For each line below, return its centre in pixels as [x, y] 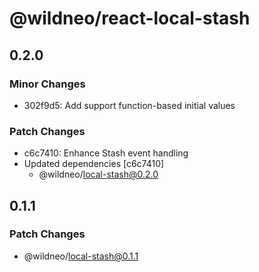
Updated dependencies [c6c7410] [94, 164]
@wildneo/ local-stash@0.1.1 [81, 256]
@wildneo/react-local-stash [130, 18]
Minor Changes [47, 84]
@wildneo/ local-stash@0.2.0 [98, 174]
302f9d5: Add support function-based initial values [129, 105]
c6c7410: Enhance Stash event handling [106, 153]
